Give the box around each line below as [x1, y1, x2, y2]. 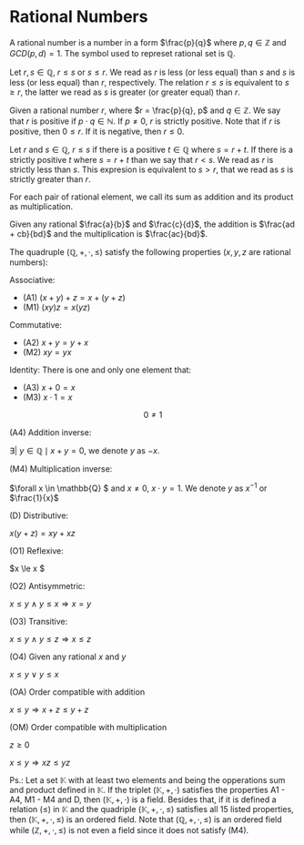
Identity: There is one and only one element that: [9, 364, 192, 375]
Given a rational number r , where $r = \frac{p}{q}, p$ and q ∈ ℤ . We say [9, 105, 281, 116]
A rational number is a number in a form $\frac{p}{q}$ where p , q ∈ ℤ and [9, 36, 287, 47]
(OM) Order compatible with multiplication [9, 721, 167, 732]
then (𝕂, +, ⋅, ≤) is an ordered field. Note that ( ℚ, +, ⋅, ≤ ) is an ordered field [9, 813, 282, 825]
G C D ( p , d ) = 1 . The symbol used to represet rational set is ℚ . [9, 47, 236, 58]
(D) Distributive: [9, 510, 69, 521]
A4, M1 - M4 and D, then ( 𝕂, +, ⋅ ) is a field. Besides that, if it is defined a [9, 794, 277, 805]
